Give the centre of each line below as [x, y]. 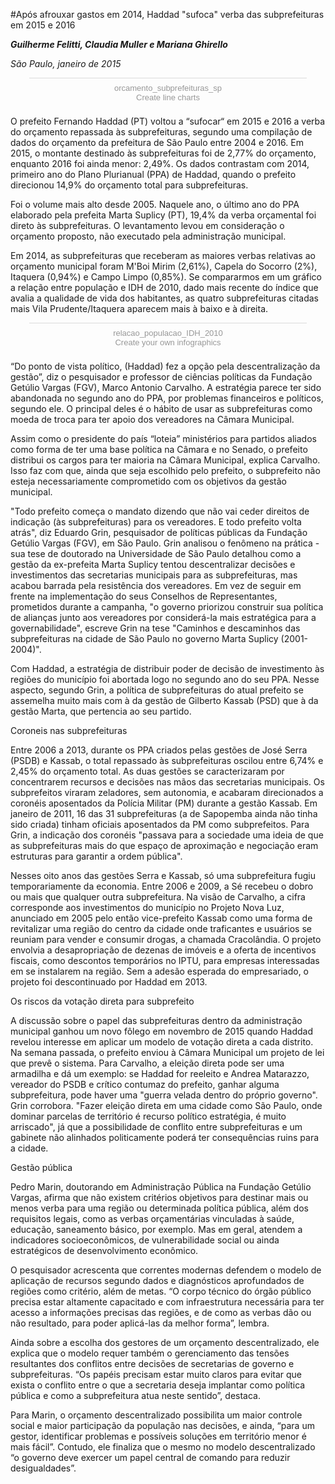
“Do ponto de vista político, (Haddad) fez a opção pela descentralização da [165, 366]
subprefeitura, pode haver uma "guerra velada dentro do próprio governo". [164, 1095]
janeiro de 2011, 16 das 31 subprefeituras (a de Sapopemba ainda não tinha [164, 813]
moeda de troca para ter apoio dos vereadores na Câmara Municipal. [152, 419]
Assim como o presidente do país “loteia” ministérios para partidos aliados [163, 438]
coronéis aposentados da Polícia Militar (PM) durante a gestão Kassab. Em [164, 803]
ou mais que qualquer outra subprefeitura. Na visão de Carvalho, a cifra [158, 897]
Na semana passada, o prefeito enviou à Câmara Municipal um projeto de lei [167, 1052]
